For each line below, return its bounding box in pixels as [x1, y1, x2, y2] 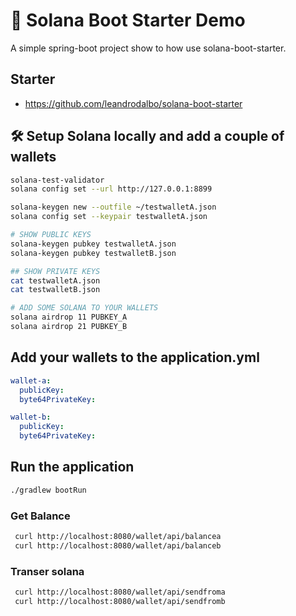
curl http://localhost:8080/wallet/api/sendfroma [14, 587, 226, 598]
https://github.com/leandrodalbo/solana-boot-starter [24, 97, 243, 109]
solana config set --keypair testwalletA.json [10, 212, 208, 222]
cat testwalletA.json [10, 275, 101, 286]
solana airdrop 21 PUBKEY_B [10, 322, 128, 332]
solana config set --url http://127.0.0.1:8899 [10, 184, 213, 194]
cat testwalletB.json [10, 285, 101, 295]
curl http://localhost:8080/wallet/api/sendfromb [14, 596, 226, 606]
